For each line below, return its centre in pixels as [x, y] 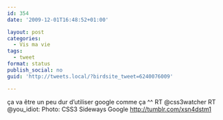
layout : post [26, 32]
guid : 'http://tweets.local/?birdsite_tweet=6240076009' [90, 76]
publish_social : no [35, 70]
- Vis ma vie [32, 45]
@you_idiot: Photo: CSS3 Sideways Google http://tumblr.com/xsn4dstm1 [109, 109]
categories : [24, 38]
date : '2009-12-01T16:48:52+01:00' [58, 20]
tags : [15, 51]
